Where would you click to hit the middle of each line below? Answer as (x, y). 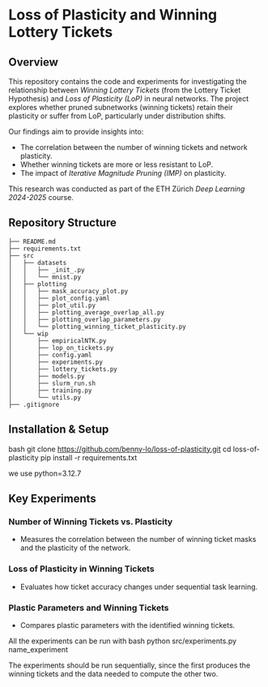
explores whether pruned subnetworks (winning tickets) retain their (121, 107)
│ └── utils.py (45, 397)
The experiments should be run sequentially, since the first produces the (130, 665)
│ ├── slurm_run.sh (52, 383)
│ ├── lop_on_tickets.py (61, 348)
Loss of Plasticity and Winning (113, 15)
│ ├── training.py (50, 390)
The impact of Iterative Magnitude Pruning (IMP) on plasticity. (123, 173)
